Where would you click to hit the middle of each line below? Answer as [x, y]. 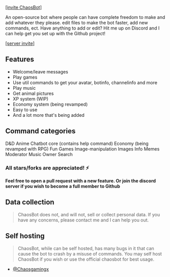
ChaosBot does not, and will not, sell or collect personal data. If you [89, 214]
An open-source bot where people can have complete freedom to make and [85, 17]
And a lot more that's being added [48, 115]
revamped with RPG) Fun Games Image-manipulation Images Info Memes [82, 149]
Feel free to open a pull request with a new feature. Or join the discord [81, 181]
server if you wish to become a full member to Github [63, 186]
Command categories [40, 131]
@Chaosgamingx [31, 269]
